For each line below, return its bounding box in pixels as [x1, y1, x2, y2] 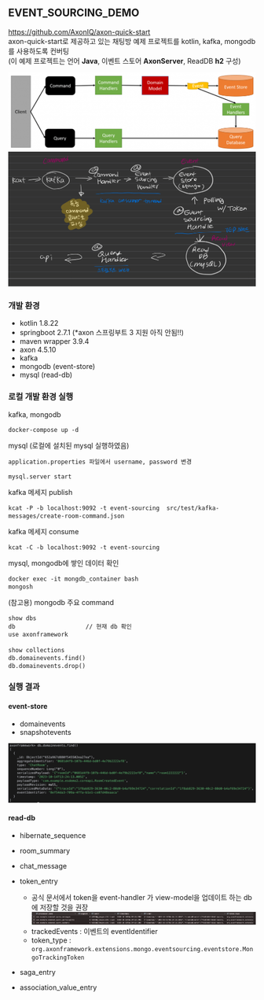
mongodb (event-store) [19, 362, 96, 371]
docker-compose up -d [8, 426, 79, 434]
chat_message [19, 861, 68, 870]
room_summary [19, 846, 71, 855]
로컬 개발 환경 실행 [8, 391, 74, 402]
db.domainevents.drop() [8, 662, 86, 670]
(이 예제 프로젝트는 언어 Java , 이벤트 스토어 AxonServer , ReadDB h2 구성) [8, 56, 241, 65]
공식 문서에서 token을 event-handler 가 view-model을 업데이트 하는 [31, 892, 242, 902]
